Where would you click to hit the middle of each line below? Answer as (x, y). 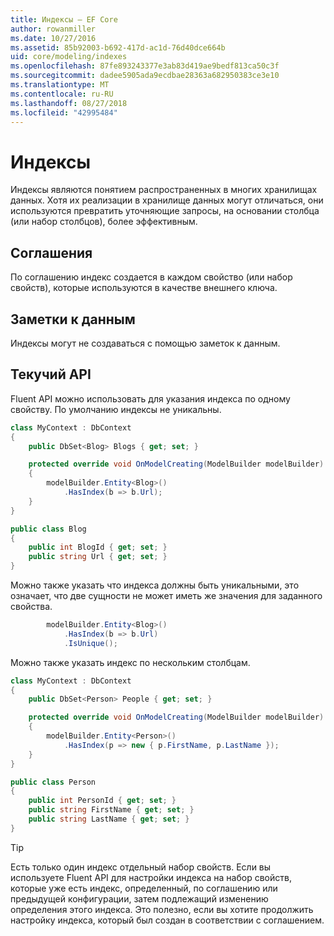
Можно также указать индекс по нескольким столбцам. (130, 662)
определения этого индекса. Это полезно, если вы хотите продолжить (162, 909)
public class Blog (48, 529)
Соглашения (51, 252)
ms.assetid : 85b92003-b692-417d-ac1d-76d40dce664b (118, 47)
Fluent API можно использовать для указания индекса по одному (150, 398)
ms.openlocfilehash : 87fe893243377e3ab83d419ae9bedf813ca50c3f (145, 66)
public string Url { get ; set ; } (98, 557)
